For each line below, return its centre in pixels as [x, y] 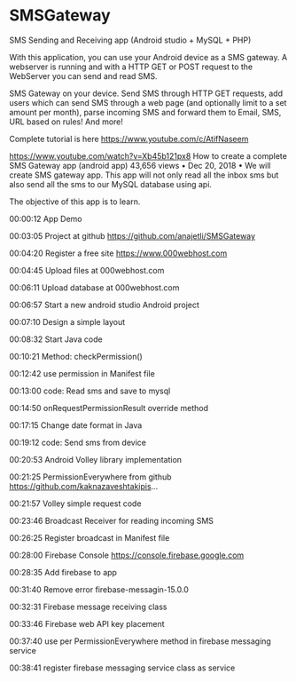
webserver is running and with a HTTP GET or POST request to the [131, 67]
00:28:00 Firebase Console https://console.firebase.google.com [127, 555]
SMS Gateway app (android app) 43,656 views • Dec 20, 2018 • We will [140, 165]
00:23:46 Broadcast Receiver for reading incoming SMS [112, 520]
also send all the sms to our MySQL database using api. [111, 184]
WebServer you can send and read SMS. [83, 75]
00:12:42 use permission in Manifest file [82, 373]
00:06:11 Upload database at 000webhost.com [94, 287]
